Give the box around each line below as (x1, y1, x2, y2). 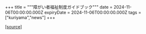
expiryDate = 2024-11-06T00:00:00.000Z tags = (44, 10, 142, 15)
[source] (5, 24, 22, 30)
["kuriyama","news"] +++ (5, 15, 56, 20)
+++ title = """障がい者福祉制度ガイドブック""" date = (5, 4, 113, 10)
